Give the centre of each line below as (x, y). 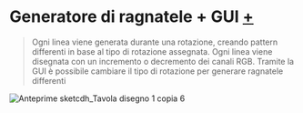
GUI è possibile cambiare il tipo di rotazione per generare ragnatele (157, 71)
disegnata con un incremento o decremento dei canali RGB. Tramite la (162, 61)
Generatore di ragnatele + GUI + (131, 17)
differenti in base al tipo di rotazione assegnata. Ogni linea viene (152, 51)
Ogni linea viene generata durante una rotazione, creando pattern (155, 42)
